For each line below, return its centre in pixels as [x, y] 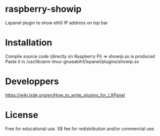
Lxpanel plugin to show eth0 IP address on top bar [56, 23]
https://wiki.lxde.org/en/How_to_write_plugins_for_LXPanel [65, 95]
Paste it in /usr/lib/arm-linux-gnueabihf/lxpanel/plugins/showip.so [72, 61]
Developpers [32, 82]
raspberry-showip [43, 9]
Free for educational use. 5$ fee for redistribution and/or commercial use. [80, 129]
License [22, 115]
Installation [29, 43]
